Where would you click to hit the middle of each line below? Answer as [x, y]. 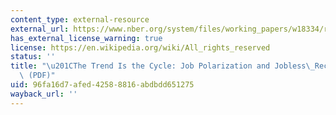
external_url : [40, 29]
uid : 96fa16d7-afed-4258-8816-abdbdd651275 [102, 85]
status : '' [33, 57]
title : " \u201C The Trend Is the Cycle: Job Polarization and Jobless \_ [162, 66]
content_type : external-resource [80, 19]
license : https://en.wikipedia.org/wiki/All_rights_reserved [140, 47]
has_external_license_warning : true [86, 38]
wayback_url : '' [44, 94]
